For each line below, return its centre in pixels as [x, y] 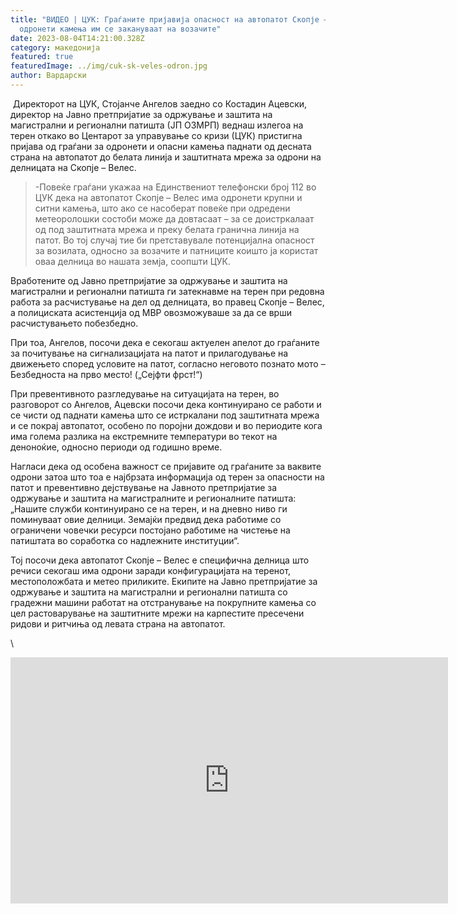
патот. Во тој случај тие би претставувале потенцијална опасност [174, 240]
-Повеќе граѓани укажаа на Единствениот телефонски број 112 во [175, 187]
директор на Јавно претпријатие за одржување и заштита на [141, 114]
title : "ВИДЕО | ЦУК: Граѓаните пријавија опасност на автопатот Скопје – [169, 19]
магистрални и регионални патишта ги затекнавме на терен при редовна [167, 291]
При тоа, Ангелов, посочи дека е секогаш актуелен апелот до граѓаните [165, 342]
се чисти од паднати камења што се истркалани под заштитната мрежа [165, 415]
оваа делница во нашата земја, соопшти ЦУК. [132, 261]
